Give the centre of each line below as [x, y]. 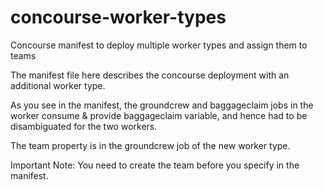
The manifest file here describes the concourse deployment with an [150, 75]
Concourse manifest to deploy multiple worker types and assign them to [159, 45]
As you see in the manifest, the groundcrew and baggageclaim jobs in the [162, 105]
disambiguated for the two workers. [84, 126]
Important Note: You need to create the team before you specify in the [155, 165]
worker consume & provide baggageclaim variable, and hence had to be [159, 115]
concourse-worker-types [118, 17]
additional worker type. [58, 85]
